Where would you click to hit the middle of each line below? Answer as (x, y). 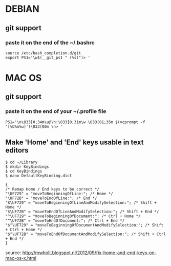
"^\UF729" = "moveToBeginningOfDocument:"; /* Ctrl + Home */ (73, 216)
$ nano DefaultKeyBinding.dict (39, 176)
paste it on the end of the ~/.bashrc (50, 43)
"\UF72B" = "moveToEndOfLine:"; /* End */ (51, 198)
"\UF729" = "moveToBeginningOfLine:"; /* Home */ (59, 194)
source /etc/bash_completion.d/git (43, 53)
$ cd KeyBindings (24, 171)
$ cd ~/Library (22, 162)
